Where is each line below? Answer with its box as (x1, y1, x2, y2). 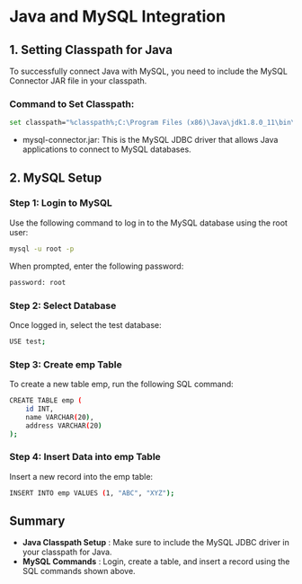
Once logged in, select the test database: (9, 319, 162, 330)
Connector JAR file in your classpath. (9, 75, 147, 86)
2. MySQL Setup (9, 170, 102, 185)
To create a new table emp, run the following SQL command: (9, 379, 234, 390)
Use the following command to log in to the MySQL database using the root (9, 217, 288, 228)
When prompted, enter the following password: (9, 261, 184, 271)
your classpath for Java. (22, 546, 112, 558)
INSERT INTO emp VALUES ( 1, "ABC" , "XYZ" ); (9, 488, 175, 498)
